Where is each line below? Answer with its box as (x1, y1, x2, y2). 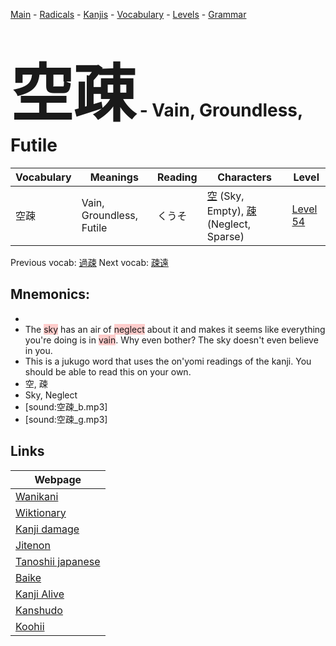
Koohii (15, 619, 45, 633)
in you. (24, 344, 53, 356)
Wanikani (15, 489, 59, 503)
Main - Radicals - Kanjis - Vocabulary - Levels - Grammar (10, 9, 247, 20)
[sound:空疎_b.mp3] (24, 400, 108, 413)
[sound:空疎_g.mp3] (24, 413, 108, 425)
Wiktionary (15, 505, 67, 519)
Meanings (89, 170, 139, 184)
